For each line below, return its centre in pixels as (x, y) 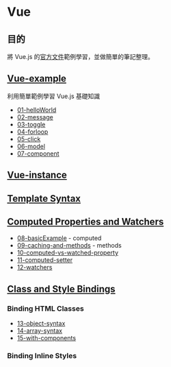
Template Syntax (44, 199)
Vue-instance (37, 175)
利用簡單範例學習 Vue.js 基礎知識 (54, 96)
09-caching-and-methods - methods (69, 246)
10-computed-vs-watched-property (67, 253)
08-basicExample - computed (59, 238)
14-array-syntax (40, 331)
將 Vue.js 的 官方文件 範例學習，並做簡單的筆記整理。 (80, 57)
